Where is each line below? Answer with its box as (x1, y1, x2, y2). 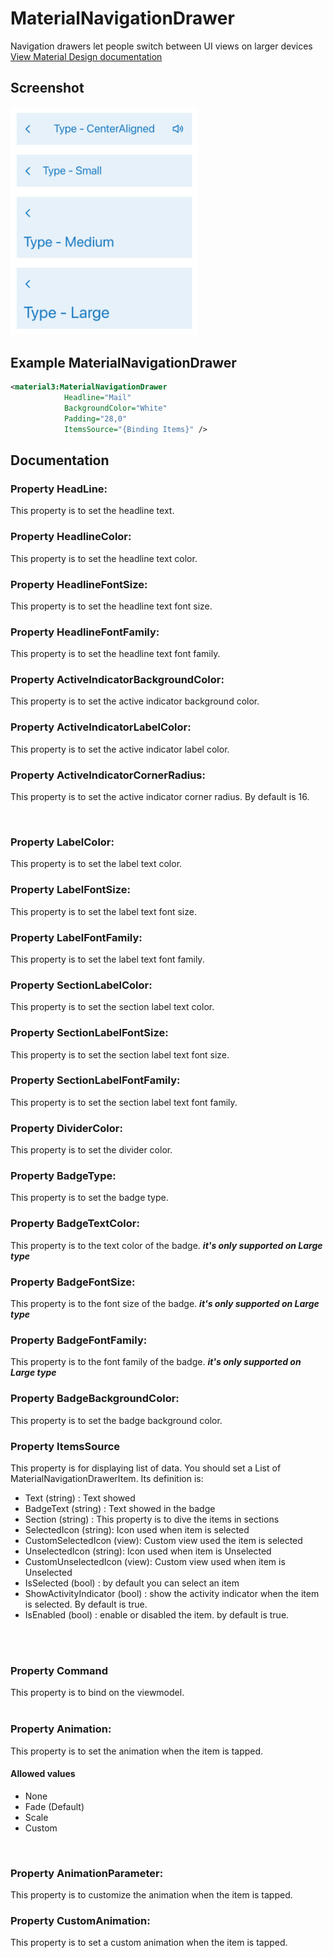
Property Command (10, 1663, 108, 1677)
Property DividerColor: (10, 1121, 123, 1135)
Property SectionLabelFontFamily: (10, 1073, 181, 1087)
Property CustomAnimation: (10, 1913, 151, 1927)
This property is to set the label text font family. (10, 953, 205, 965)
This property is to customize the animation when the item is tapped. (10, 1889, 293, 1901)
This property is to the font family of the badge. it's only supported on (10, 1356, 302, 1368)
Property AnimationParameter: (10, 1866, 164, 1880)
